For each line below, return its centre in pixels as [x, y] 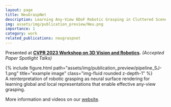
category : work [21, 33]
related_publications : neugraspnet [43, 39]
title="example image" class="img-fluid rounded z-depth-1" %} [86, 73]
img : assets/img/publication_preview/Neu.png [54, 24]
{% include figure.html [29, 68]
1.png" [12, 73]
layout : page [19, 10]
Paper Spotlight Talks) [29, 58]
